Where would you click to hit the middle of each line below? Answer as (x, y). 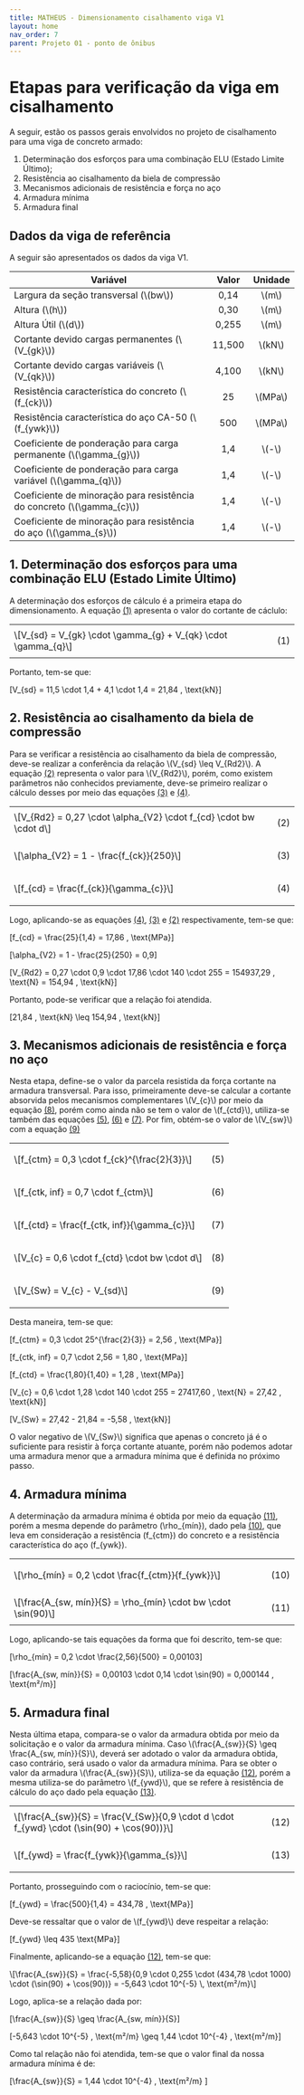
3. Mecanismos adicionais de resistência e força (148, 1046)
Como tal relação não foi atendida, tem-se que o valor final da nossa (137, 2054)
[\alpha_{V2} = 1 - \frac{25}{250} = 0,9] (83, 955)
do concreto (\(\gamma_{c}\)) (77, 506)
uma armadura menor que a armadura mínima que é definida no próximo (145, 1456)
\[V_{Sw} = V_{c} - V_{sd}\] (71, 1290)
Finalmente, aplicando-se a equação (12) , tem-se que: (110, 1957)
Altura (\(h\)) (41, 310)
